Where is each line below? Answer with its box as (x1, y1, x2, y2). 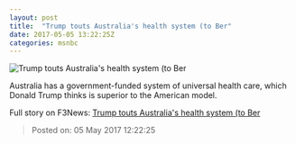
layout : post (9, 13, 59, 22)
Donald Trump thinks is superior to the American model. (9, 90, 217, 101)
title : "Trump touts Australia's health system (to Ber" (9, 22, 232, 31)
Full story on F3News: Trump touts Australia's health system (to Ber (9, 107, 261, 118)
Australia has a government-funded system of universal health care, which (9, 80, 287, 91)
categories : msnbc (9, 38, 79, 48)
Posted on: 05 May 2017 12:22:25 (31, 125, 156, 136)
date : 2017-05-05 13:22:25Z (9, 30, 116, 39)
